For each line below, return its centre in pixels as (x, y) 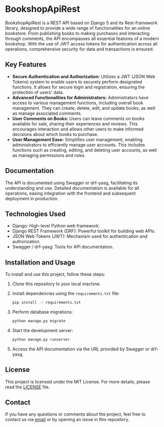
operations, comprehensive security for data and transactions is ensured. (80, 49)
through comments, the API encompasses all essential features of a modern (82, 39)
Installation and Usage (40, 262)
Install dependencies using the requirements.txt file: (66, 294)
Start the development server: (43, 330)
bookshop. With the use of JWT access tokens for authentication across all (81, 43)
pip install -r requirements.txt (47, 302)
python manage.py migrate (39, 321)
